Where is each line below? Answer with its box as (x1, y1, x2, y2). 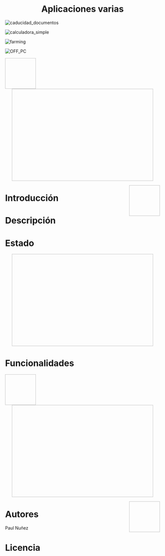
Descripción (5, 215, 56, 226)
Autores (5, 509, 39, 520)
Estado (5, 237, 34, 249)
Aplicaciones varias (41, 3, 124, 15)
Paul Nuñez (5, 525, 28, 531)
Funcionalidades (5, 358, 75, 369)
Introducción (5, 193, 59, 204)
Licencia (5, 542, 41, 554)
